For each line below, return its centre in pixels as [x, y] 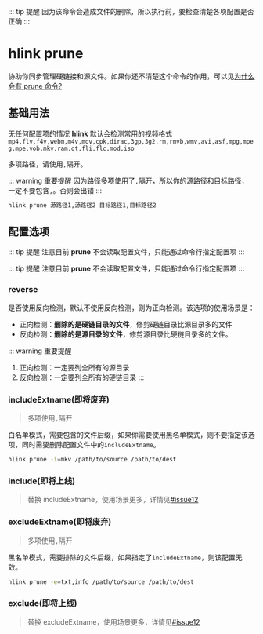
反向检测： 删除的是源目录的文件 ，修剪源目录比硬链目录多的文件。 [126, 334]
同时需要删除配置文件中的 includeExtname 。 [91, 445]
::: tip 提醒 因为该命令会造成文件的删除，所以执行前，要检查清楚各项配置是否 [131, 11]
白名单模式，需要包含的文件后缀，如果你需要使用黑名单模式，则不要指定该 [128, 435]
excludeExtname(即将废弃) [60, 522]
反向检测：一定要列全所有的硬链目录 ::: [82, 377]
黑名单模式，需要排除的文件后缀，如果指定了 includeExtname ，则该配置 [122, 557]
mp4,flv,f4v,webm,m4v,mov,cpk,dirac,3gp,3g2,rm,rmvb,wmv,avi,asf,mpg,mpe [131, 141]
